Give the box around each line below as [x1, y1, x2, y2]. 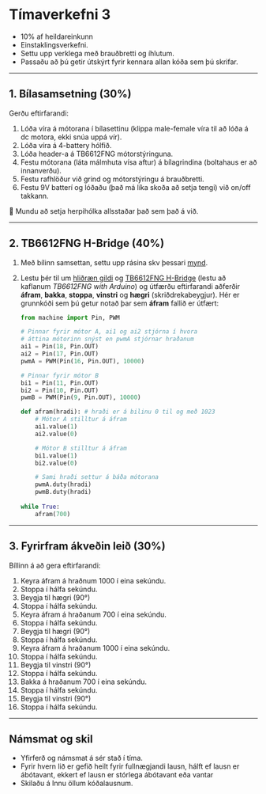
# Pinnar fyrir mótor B [20, 371, 99, 379]
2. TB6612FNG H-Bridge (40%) [9, 237, 165, 250]
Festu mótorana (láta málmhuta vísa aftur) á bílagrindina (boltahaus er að [20, 157, 257, 167]
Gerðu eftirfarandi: [9, 108, 69, 118]
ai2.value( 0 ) [35, 430, 78, 438]
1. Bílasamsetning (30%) [9, 87, 132, 101]
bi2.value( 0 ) [35, 459, 78, 467]
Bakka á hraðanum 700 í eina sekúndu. [20, 677, 148, 686]
